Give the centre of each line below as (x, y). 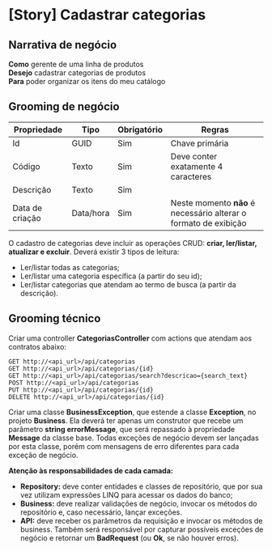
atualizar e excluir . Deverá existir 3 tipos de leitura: (94, 252)
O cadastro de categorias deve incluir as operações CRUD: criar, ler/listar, (133, 243)
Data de (28, 208)
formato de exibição (208, 223)
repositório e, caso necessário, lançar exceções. (101, 512)
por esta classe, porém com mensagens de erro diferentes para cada (124, 446)
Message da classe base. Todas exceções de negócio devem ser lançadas (134, 438)
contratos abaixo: (38, 346)
